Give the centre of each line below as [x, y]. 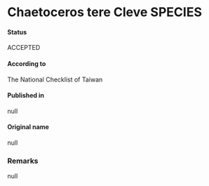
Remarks [23, 161]
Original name [28, 127]
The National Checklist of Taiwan [55, 79]
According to [27, 63]
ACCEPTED [24, 48]
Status [17, 32]
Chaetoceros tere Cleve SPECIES [104, 12]
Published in [26, 95]
